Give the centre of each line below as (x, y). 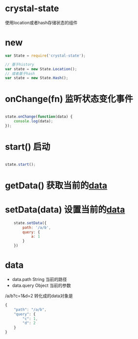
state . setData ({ (30, 223)
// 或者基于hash (20, 74)
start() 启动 (28, 147)
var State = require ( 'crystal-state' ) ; (45, 56)
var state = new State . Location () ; (41, 69)
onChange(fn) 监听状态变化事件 (69, 99)
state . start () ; (20, 164)
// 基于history (20, 64)
